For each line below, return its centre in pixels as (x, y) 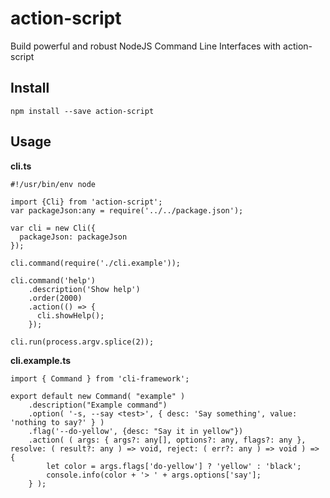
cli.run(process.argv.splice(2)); (82, 342)
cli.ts (21, 166)
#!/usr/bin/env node (53, 184)
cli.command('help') (53, 280)
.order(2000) (55, 298)
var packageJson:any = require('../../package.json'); (127, 210)
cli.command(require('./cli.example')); (96, 263)
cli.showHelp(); (70, 315)
